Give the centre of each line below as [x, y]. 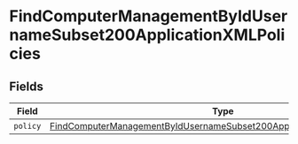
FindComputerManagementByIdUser [149, 16]
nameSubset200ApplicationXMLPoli [147, 35]
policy [27, 126]
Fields [27, 86]
